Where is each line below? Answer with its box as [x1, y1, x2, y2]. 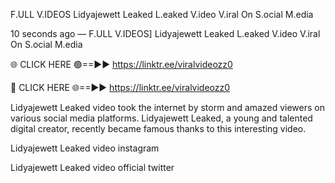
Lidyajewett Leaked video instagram [10, 142, 160, 154]
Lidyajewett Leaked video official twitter [10, 162, 175, 173]
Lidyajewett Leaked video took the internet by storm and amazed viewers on [10, 102, 325, 113]
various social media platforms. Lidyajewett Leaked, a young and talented [10, 112, 313, 124]
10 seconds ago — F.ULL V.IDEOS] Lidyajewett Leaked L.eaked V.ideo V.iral [10, 28, 321, 39]
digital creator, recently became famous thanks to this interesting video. [10, 123, 307, 134]
